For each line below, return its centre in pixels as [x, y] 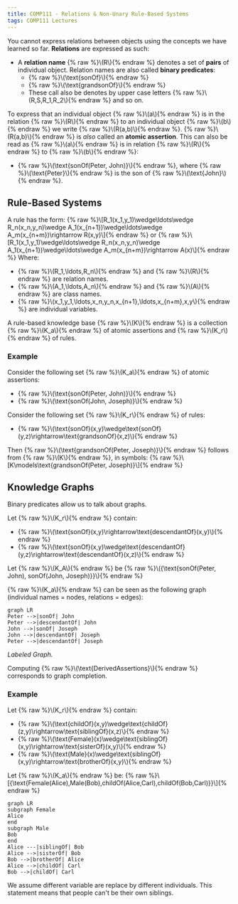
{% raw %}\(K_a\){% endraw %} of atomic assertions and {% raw [103, 331]
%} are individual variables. [58, 309]
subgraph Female [31, 809]
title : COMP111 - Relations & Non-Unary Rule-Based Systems [98, 14]
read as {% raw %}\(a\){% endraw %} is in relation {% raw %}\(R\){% [109, 144]
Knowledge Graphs [51, 487]
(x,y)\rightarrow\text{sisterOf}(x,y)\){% [75, 746]
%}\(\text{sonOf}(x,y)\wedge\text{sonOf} [101, 428]
